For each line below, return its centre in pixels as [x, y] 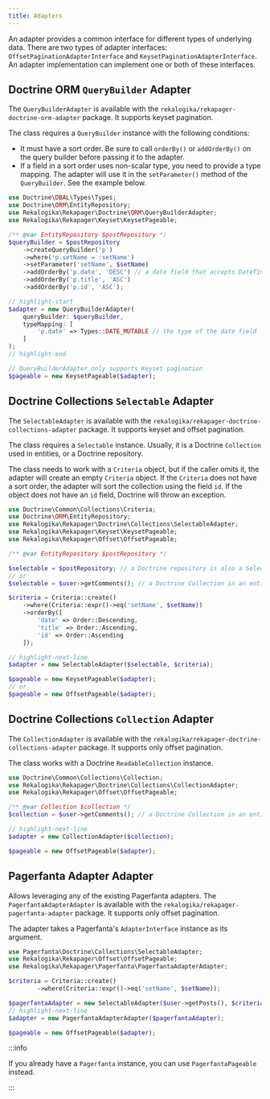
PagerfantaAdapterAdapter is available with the [85, 904]
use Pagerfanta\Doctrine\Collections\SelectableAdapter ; [106, 952]
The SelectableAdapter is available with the [80, 420]
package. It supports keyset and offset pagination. [162, 429]
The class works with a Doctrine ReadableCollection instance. [111, 762]
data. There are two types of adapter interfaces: [88, 47]
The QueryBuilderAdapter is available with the [84, 109]
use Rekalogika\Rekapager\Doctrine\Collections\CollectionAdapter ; [124, 785]
